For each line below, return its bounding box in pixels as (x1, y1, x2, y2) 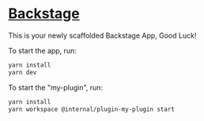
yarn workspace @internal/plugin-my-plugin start (8, 105, 176, 113)
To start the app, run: (8, 46, 77, 55)
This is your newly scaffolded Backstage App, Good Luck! (8, 31, 197, 40)
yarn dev (8, 68, 37, 76)
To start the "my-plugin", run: (8, 82, 104, 92)
